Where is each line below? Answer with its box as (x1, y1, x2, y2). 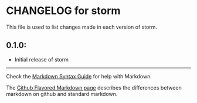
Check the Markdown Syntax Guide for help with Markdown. (6, 73, 152, 80)
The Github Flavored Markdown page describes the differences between (6, 84, 182, 91)
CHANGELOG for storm (6, 4, 121, 18)
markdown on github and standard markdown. (6, 90, 118, 97)
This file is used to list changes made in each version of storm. (6, 23, 157, 30)
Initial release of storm (14, 56, 69, 63)
